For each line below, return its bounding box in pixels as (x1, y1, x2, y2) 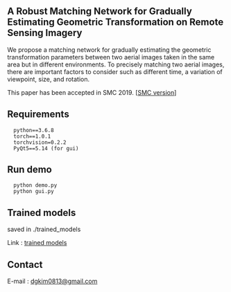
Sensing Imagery (7, 27, 83, 39)
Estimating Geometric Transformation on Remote (7, 17, 224, 28)
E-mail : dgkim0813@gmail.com (7, 277, 98, 286)
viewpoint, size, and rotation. (7, 75, 90, 83)
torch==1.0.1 (13, 133, 51, 140)
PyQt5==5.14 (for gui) (13, 145, 79, 152)
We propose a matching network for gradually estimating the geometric (7, 45, 212, 54)
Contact (7, 259, 43, 271)
